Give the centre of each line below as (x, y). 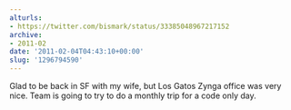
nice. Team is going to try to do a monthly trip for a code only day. (133, 95)
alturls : (26, 18)
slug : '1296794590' (46, 60)
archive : (26, 35)
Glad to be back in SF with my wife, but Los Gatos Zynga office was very (145, 86)
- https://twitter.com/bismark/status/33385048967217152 (120, 26)
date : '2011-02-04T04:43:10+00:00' (77, 52)
